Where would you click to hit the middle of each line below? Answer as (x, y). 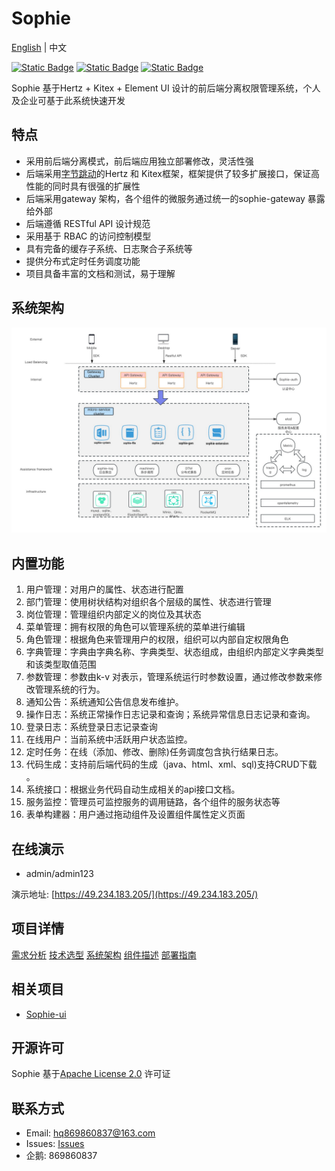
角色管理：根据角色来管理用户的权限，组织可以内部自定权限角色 (157, 639)
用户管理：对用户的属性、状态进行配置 (104, 589)
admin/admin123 (59, 873)
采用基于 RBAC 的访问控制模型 (88, 236)
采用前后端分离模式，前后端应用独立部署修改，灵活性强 (139, 161)
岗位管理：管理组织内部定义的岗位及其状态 (113, 614)
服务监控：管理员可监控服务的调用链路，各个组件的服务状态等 (153, 802)
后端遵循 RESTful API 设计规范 (88, 223)
